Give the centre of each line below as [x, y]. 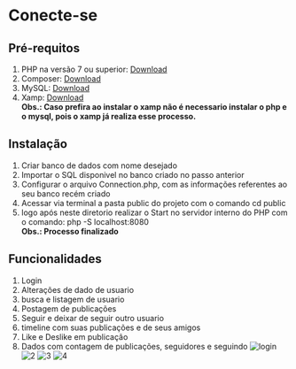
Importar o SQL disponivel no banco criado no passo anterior [132, 174]
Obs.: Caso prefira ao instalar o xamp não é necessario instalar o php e [154, 107]
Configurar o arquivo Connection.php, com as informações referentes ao [154, 184]
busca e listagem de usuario [73, 299]
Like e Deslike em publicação [74, 336]
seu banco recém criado [66, 193]
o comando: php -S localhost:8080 [85, 221]
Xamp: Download [52, 97]
